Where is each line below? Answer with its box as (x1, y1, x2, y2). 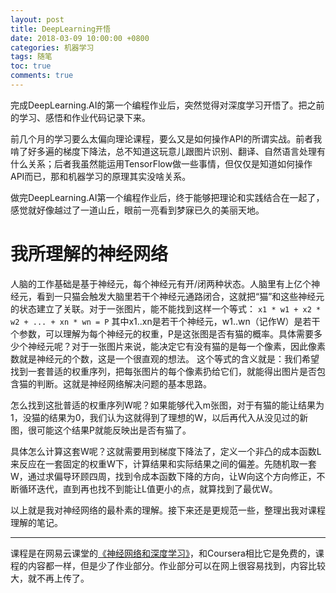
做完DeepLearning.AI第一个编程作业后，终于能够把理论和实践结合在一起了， (10, 191, 325, 203)
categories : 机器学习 (10, 42, 95, 53)
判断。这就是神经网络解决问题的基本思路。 (36, 377, 212, 390)
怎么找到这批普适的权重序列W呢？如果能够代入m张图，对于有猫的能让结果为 (10, 399, 325, 411)
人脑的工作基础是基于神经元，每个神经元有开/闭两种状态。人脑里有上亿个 (10, 277, 312, 290)
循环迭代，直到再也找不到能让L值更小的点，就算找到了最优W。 (18, 482, 278, 495)
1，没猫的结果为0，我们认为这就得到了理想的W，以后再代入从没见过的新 (10, 411, 309, 423)
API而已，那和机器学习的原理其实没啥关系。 (10, 170, 192, 182)
